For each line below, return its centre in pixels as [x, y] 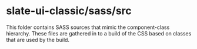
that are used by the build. [38, 40]
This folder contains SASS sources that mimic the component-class [88, 27]
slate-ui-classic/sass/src [69, 11]
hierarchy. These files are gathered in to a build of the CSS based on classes [99, 33]
